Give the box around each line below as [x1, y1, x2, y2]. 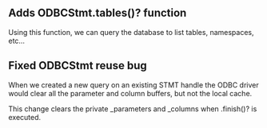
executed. [8, 112, 42, 122]
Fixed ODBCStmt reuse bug [8, 59, 147, 72]
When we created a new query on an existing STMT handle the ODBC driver [8, 80, 259, 90]
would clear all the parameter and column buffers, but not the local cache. [8, 88, 253, 98]
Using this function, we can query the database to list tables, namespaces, [8, 27, 254, 37]
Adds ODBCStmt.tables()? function [8, 6, 187, 20]
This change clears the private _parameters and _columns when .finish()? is [8, 103, 257, 114]
